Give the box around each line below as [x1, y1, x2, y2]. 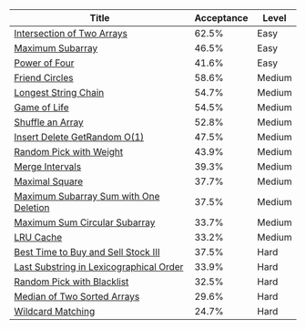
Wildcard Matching [14, 305, 96, 317]
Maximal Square [14, 175, 84, 188]
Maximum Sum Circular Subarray [14, 216, 156, 229]
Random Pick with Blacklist [14, 275, 129, 288]
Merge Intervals [14, 160, 82, 172]
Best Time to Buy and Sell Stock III [14, 246, 161, 258]
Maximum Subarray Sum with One [14, 190, 160, 202]
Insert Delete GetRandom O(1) [14, 131, 145, 143]
